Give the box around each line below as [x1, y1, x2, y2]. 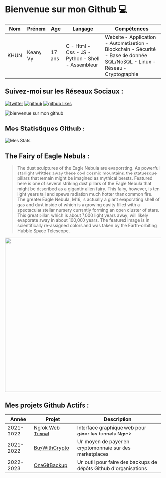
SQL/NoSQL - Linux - [104, 58, 156, 65]
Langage [72, 25, 94, 32]
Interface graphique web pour [77, 424, 147, 431]
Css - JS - [66, 49, 91, 56]
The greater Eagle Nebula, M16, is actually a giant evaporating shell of [17, 196, 160, 203]
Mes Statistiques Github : [5, 125, 85, 133]
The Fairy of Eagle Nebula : [5, 152, 90, 160]
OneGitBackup [34, 462, 68, 469]
